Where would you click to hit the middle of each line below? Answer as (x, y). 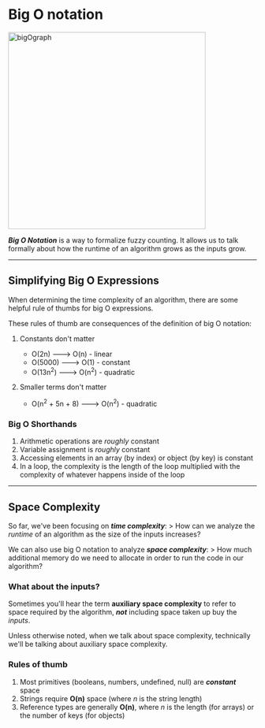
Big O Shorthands (43, 424)
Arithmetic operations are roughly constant (89, 441)
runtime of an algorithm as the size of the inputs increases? (105, 534)
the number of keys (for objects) (72, 715)
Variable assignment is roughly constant (85, 450)
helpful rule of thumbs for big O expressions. (81, 308)
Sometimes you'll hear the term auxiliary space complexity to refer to (122, 604)
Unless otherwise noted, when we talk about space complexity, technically (129, 636)
